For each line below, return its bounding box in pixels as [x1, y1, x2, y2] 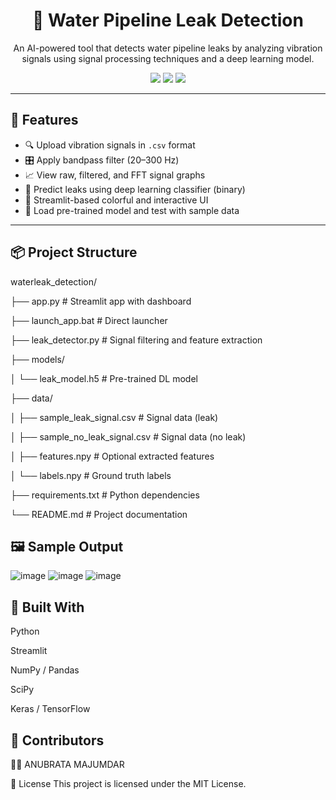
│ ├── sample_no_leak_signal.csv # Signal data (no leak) [10, 430, 247, 443]
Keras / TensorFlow [10, 703, 91, 715]
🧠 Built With [10, 599, 85, 616]
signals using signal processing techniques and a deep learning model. [21, 52, 315, 64]
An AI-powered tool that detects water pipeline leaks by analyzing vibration [13, 42, 323, 54]
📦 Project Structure [10, 244, 138, 261]
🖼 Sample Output [10, 538, 124, 555]
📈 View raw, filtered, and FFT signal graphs [24, 169, 206, 181]
